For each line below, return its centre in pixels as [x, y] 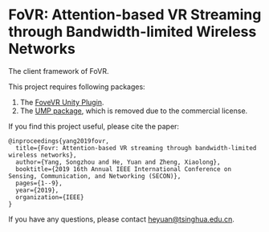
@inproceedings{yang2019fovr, [59, 141]
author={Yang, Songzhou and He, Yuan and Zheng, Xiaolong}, [118, 162]
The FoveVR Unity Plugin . [62, 102]
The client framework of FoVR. [59, 71]
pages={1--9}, [39, 183]
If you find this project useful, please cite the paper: [94, 126]
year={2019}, [37, 190]
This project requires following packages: [77, 87]
